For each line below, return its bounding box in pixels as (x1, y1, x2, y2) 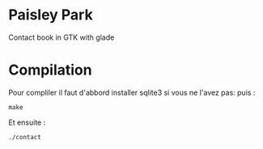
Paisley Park (8, 6, 93, 24)
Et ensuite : (8, 117, 46, 127)
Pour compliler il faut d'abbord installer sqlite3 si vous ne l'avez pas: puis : (8, 87, 256, 97)
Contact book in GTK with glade (8, 32, 115, 42)
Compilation (8, 61, 92, 79)
